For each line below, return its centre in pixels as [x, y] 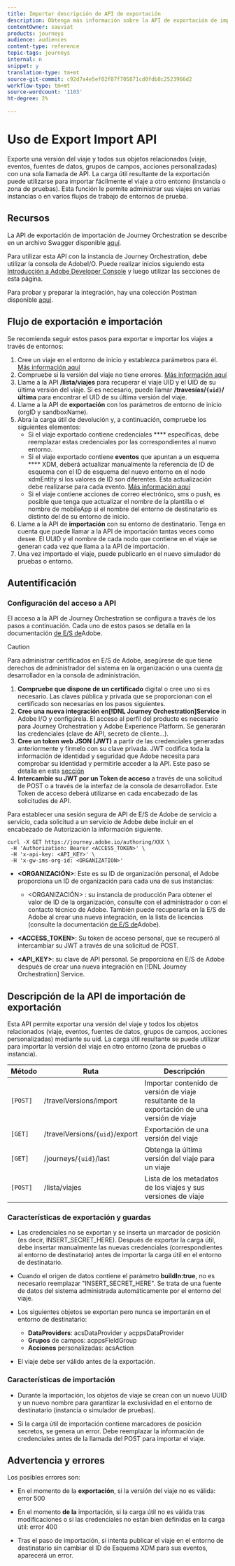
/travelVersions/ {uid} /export [91, 1134]
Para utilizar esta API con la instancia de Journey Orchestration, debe [107, 256]
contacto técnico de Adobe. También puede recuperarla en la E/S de [127, 910]
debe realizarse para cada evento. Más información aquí [109, 486]
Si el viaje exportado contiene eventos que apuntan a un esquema [123, 456]
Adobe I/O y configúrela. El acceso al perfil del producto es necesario [117, 719]
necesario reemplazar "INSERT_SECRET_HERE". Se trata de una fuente [119, 1283]
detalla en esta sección [51, 771]
